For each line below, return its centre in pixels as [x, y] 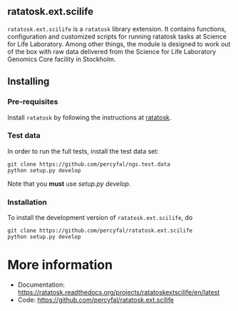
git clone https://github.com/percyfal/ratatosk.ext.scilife [100, 231]
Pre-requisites [33, 102]
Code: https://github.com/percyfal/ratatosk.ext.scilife [96, 300]
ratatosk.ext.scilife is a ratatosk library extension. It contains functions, [117, 28]
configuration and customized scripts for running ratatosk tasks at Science [117, 36]
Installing [29, 81]
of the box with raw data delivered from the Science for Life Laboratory [112, 51]
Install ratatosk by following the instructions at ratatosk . [89, 117]
